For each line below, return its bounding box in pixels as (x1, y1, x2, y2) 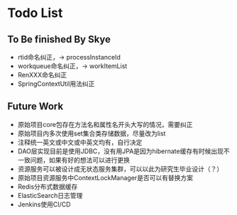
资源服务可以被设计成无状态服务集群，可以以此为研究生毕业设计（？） (17, 165, 224, 173)
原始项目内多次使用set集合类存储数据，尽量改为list (17, 129, 166, 138)
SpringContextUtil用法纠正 (17, 79, 95, 88)
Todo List (7, 5, 63, 21)
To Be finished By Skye (7, 33, 111, 45)
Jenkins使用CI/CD (17, 200, 71, 209)
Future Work (7, 101, 64, 113)
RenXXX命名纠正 (17, 71, 67, 79)
